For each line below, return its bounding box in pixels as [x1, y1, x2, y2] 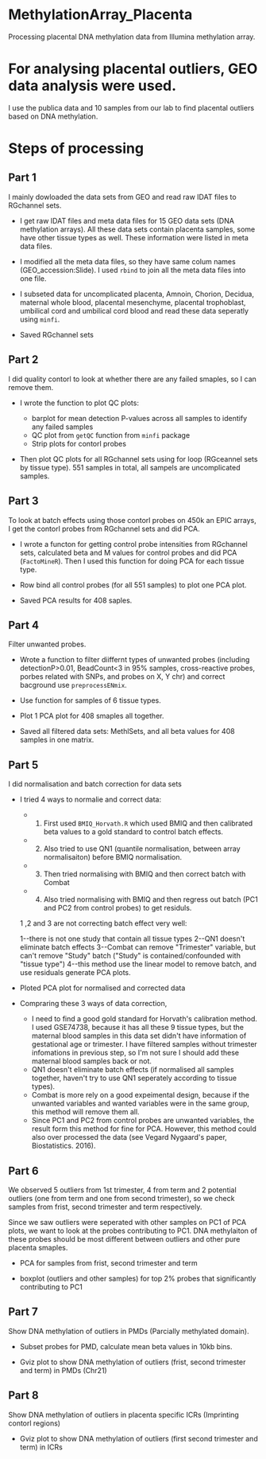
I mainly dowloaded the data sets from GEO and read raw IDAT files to [8, 192, 237, 201]
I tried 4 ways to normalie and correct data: [19, 794, 161, 805]
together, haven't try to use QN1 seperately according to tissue [31, 1073, 237, 1083]
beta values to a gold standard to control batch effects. [43, 827, 224, 837]
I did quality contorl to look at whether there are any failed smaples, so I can [8, 374, 256, 384]
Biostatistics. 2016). [31, 1141, 97, 1151]
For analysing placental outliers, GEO [8, 60, 258, 78]
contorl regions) [8, 1418, 61, 1428]
